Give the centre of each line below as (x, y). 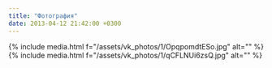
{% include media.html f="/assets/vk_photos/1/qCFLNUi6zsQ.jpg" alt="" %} (136, 55)
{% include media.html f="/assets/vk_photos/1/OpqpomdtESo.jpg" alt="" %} (136, 46)
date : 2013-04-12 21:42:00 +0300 (65, 23)
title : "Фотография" (43, 16)
